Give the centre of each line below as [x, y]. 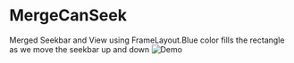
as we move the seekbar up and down [80, 49]
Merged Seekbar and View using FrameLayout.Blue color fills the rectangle [147, 40]
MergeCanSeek [68, 16]
